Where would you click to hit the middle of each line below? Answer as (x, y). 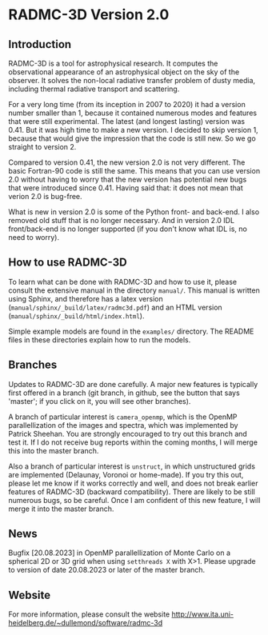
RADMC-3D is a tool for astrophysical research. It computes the (113, 63)
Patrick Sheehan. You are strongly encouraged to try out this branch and (128, 433)
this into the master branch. (54, 450)
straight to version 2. (42, 147)
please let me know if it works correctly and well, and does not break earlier (133, 483)
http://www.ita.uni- (203, 614)
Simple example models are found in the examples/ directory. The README (131, 331)
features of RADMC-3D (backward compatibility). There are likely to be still (132, 491)
